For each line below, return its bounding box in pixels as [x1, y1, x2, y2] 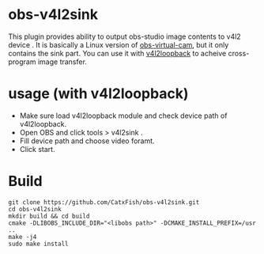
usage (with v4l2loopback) [8, 85, 189, 103]
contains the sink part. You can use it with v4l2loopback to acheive [8, 48, 227, 58]
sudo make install [8, 240, 69, 248]
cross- [228, 48, 250, 58]
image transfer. [37, 57, 87, 66]
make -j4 [8, 233, 37, 241]
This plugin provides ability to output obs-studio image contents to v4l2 [8, 32, 241, 41]
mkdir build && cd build [8, 212, 90, 220]
